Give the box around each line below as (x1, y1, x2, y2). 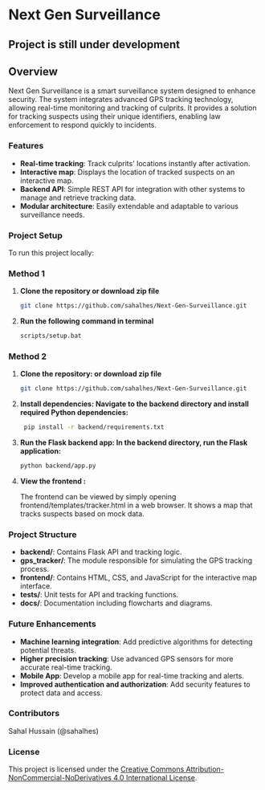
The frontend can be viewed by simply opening (19, 491, 177, 501)
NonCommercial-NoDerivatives (8, 773, 112, 783)
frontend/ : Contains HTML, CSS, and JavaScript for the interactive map (19, 572, 257, 583)
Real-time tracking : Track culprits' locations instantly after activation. (19, 158, 251, 168)
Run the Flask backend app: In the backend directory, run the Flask (19, 438, 248, 447)
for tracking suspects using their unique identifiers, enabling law (8, 112, 221, 121)
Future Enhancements (8, 618, 96, 629)
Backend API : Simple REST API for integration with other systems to (19, 184, 246, 193)
